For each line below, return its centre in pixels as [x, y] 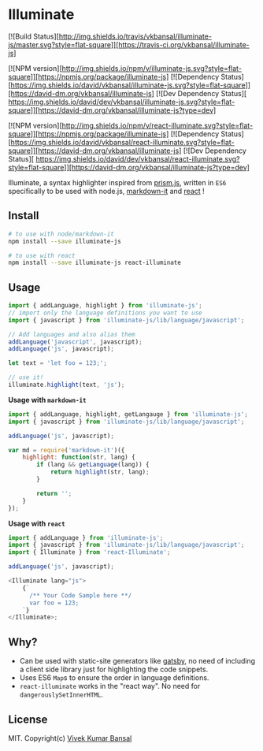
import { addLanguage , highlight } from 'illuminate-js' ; [105, 306]
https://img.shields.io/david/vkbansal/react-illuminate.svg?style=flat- [122, 142]
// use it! [26, 377]
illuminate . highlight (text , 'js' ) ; [67, 385]
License [28, 719]
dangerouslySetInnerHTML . [61, 694]
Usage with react [37, 523]
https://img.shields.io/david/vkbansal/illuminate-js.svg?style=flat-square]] [130, 85]
